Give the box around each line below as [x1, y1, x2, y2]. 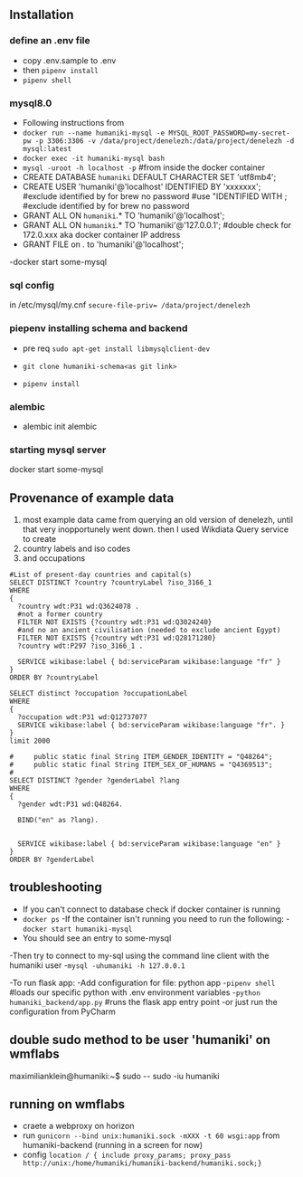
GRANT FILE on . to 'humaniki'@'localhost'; [22, 239, 184, 250]
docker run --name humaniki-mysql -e [22, 128, 166, 138]
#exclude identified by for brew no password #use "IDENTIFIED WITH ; [22, 190, 288, 202]
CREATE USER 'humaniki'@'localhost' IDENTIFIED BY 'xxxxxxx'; [22, 181, 261, 192]
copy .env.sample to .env [22, 54, 117, 66]
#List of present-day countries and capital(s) [9, 570, 193, 579]
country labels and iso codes [22, 543, 131, 554]
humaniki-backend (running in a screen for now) [22, 1140, 204, 1151]
